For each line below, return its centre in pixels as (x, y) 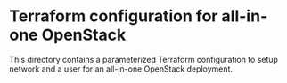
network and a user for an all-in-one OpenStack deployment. (121, 69)
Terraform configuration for (114, 16)
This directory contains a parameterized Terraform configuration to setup (144, 59)
